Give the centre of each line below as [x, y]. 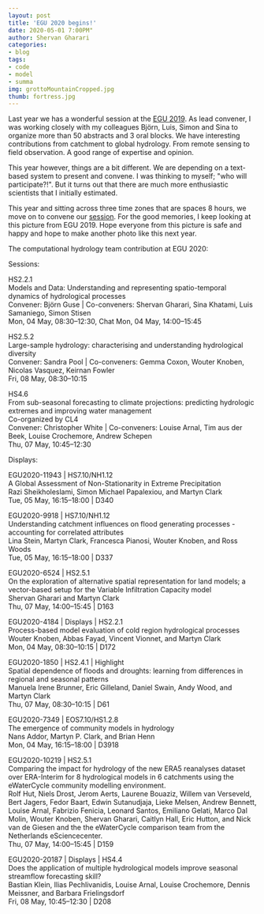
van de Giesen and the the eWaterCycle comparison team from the [117, 828]
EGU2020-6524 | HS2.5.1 [49, 573]
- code [19, 67]
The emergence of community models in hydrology [91, 728]
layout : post [30, 15]
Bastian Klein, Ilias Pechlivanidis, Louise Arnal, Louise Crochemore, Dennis [129, 885]
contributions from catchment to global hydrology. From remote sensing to [129, 144]
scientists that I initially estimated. [63, 193]
